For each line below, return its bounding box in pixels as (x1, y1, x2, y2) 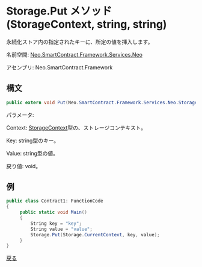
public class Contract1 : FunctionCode (6, 198, 103, 204)
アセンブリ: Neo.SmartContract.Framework (6, 63, 113, 71)
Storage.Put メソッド (6, 4, 112, 18)
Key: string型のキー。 (6, 137, 60, 144)
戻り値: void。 (6, 162, 41, 169)
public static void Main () (19, 209, 87, 216)
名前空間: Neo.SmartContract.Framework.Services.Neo (6, 51, 143, 58)
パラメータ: (6, 111, 34, 118)
